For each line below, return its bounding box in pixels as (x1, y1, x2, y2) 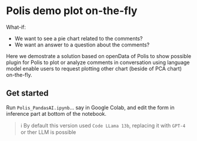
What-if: (6, 23, 26, 31)
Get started (6, 88, 49, 98)
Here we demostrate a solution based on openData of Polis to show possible (6, 52, 192, 59)
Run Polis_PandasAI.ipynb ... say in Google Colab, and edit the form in (6, 104, 175, 111)
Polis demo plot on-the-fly (6, 4, 138, 18)
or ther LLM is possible (20, 128, 76, 136)
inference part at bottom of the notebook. (6, 110, 107, 117)
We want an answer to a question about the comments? (14, 41, 150, 48)
